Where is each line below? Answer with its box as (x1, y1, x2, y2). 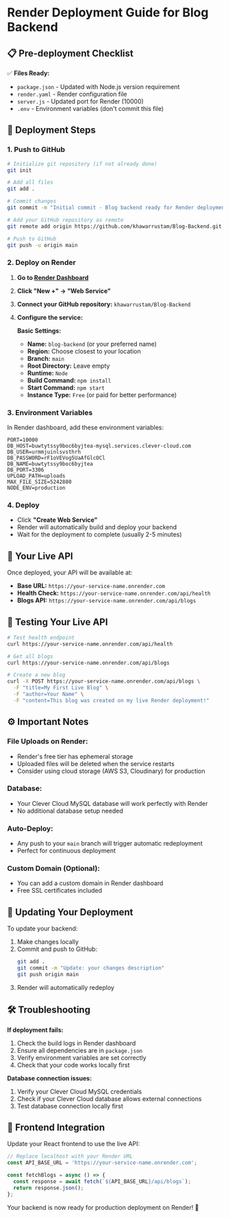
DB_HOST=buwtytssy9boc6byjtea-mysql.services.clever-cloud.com (7, 443, 192, 450)
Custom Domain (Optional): (7, 864, 101, 874)
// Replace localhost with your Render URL (7, 1153, 133, 1160)
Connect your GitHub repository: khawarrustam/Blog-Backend (16, 300, 191, 308)
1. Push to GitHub (7, 145, 66, 155)
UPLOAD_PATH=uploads (7, 472, 66, 480)
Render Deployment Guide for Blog (7, 5, 209, 21)
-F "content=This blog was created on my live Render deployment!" (13, 697, 210, 704)
